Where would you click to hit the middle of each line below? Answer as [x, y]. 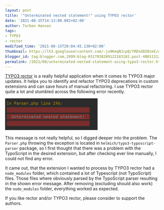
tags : [10, 31]
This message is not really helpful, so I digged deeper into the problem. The [81, 138]
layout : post [18, 10]
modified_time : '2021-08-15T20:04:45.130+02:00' [55, 46]
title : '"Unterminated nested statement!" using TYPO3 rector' [71, 15]
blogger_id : [17, 57]
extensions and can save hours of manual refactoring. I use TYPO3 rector [79, 86]
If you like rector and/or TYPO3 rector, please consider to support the [75, 198]
